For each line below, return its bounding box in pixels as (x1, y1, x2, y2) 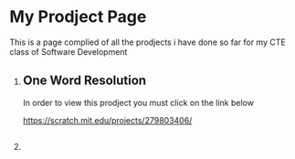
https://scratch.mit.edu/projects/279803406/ (22, 114, 193, 125)
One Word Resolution (22, 73, 147, 89)
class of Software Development (9, 46, 128, 57)
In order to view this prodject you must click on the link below (22, 97, 254, 108)
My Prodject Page (9, 6, 147, 27)
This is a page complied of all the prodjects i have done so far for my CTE (9, 37, 286, 48)
